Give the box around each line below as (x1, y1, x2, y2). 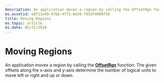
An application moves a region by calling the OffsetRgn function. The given (5, 62, 157, 68)
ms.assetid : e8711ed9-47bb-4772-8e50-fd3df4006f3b (5, 12, 110, 17)
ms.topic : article (5, 20, 42, 26)
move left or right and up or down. (5, 72, 74, 78)
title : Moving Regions (5, 16, 51, 21)
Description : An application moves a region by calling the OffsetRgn (5, 7, 152, 12)
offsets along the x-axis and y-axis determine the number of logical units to (5, 67, 156, 73)
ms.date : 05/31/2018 (5, 25, 47, 30)
